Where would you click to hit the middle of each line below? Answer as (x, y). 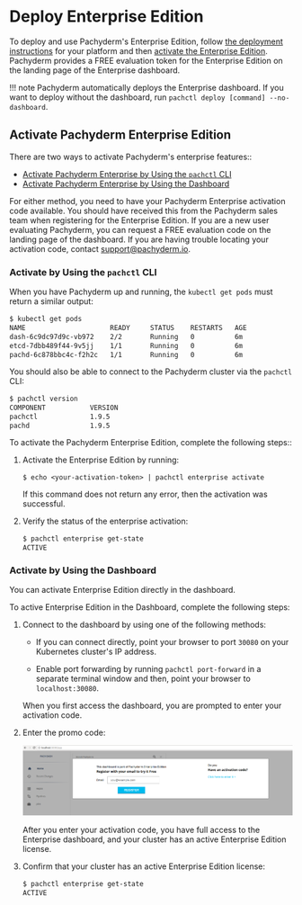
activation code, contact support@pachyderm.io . (100, 248)
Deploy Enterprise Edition (107, 17)
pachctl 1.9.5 (60, 417)
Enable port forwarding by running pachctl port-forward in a (148, 669)
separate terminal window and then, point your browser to (143, 679)
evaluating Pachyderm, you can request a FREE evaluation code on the (140, 229)
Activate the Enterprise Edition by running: (101, 460)
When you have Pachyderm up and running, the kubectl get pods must (141, 292)
